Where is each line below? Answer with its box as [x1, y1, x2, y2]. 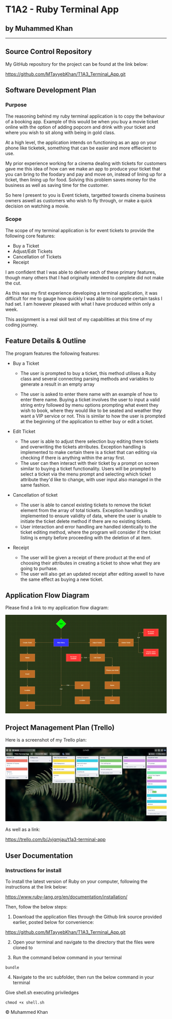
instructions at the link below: [5, 883, 68, 890]
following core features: [5, 233, 55, 239]
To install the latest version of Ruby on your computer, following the [5, 878, 147, 884]
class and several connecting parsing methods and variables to [20, 375, 154, 382]
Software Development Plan [5, 86, 96, 95]
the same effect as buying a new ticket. [20, 576, 103, 582]
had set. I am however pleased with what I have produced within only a [5, 300, 155, 307]
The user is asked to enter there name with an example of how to [20, 391, 158, 397]
